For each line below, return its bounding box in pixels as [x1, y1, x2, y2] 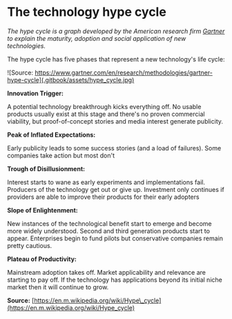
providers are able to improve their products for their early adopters [7, 193, 200, 201]
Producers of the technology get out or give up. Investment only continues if [7, 185, 224, 193]
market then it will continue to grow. [7, 282, 109, 291]
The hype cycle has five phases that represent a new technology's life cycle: [7, 55, 225, 63]
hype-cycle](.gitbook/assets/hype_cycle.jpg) [7, 75, 135, 84]
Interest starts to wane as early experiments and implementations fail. [7, 177, 206, 186]
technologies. [7, 41, 46, 50]
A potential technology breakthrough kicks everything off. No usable [7, 102, 202, 110]
